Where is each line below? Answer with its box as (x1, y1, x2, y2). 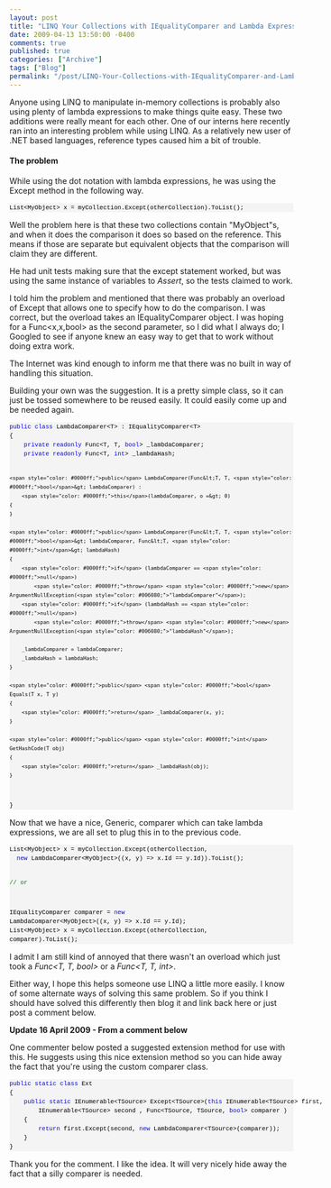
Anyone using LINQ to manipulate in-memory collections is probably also (9, 96, 280, 107)
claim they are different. (9, 248, 98, 259)
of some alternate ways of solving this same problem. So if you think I (9, 988, 269, 999)
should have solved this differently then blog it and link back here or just (9, 997, 278, 1008)
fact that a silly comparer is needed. (9, 1168, 143, 1179)
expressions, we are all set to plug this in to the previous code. (9, 827, 242, 837)
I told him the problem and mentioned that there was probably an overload (9, 292, 286, 303)
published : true (9, 47, 70, 56)
